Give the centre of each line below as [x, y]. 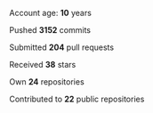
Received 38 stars [43, 65]
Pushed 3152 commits [50, 30]
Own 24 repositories [47, 82]
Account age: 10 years [50, 13]
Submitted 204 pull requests [61, 47]
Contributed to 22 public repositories [77, 99]
